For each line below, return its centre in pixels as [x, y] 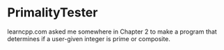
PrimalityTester [53, 13]
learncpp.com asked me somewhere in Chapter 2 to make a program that [112, 32]
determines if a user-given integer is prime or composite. [89, 38]
